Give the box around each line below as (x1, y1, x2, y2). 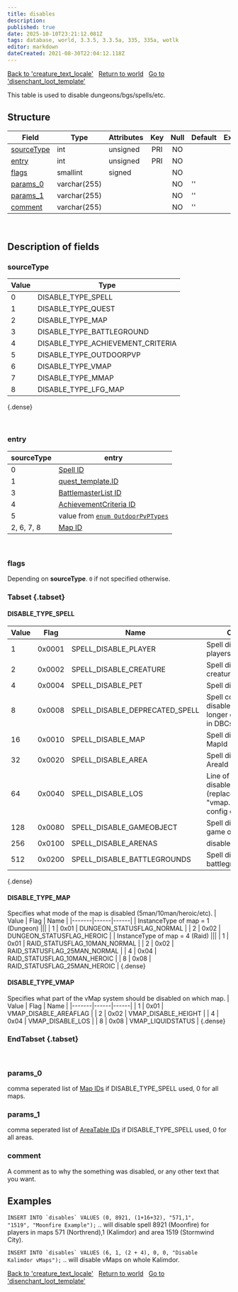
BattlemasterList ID (58, 488, 122, 498)
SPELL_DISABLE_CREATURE (71, 664, 166, 674)
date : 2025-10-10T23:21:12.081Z (7, 30, 103, 38)
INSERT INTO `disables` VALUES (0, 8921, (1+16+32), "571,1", (7, 1214, 195, 1221)
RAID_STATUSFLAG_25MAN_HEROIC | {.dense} (7, 962, 147, 970)
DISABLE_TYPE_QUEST (38, 304, 115, 314)
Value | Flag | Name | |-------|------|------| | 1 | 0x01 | (7, 1002, 164, 1010)
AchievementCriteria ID (58, 499, 136, 509)
